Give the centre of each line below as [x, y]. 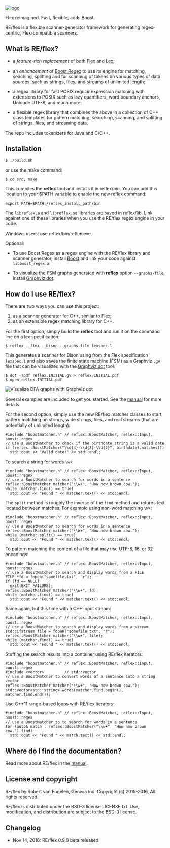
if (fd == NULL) [22, 581]
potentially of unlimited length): [38, 425]
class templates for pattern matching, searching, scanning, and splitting [88, 117]
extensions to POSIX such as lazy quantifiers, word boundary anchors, [86, 97]
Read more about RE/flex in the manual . [46, 763]
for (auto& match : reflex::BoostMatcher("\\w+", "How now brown [76, 727]
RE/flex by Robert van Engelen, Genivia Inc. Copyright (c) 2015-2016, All [80, 792]
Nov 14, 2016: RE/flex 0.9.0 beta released [56, 840]
